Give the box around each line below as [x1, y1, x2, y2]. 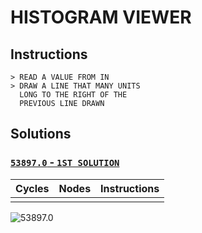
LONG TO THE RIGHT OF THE [19, 90, 128, 100]
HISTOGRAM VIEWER [10, 6, 192, 29]
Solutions [10, 126, 72, 143]
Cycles [15, 181, 50, 195]
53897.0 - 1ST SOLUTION [10, 156, 120, 170]
